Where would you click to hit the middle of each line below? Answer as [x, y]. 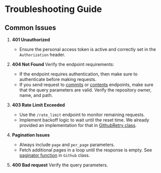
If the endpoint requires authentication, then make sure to [79, 74]
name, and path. [36, 95]
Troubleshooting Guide [53, 9]
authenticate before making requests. [58, 79]
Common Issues [30, 28]
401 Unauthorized [31, 39]
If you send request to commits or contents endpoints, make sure [86, 84]
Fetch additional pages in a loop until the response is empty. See [86, 150]
